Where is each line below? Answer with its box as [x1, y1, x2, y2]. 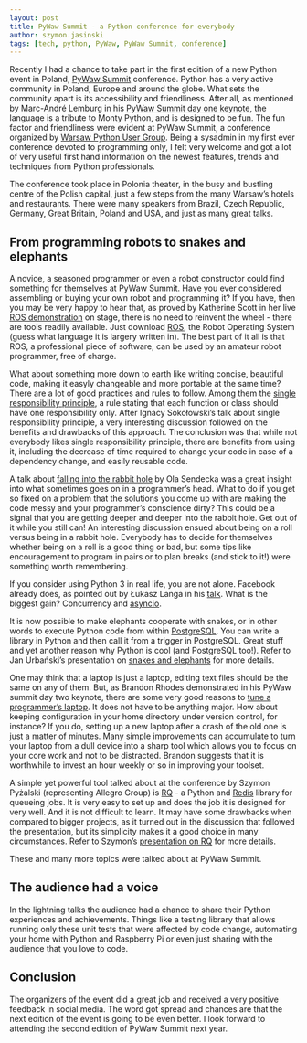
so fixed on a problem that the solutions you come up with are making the [9, 493, 287, 504]
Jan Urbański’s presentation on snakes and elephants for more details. [9, 655, 275, 665]
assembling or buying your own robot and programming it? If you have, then [9, 293, 296, 303]
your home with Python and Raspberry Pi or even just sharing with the [9, 933, 273, 944]
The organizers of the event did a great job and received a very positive [9, 994, 280, 1005]
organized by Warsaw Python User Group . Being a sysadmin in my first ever [9, 132, 295, 143]
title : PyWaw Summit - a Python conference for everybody [9, 22, 235, 31]
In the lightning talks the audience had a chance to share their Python [9, 904, 271, 915]
